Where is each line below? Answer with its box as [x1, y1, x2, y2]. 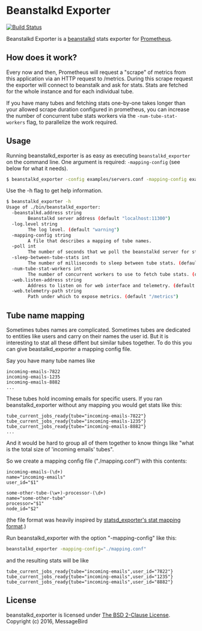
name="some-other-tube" [6, 495, 66, 501]
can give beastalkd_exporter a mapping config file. [6, 346, 132, 352]
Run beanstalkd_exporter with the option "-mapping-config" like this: [6, 534, 177, 541]
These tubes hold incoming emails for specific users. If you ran [6, 395, 162, 402]
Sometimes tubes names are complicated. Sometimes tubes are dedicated [6, 326, 191, 334]
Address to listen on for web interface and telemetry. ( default [28, 282, 195, 288]
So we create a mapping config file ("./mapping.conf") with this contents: [6, 457, 188, 465]
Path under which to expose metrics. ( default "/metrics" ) [28, 294, 179, 300]
